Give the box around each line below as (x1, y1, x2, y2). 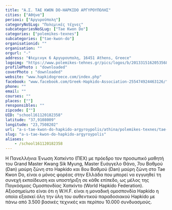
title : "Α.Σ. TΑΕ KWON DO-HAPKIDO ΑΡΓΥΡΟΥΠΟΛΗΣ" (5, 7, 111, 13)
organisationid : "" (5, 41, 47, 46)
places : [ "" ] (5, 98, 33, 103)
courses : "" (5, 93, 31, 99)
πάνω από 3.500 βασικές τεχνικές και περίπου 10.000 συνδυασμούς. (5, 199, 152, 205)
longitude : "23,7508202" (5, 122, 58, 127)
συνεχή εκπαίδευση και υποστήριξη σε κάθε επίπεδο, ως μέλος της (5, 177, 149, 183)
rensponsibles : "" (5, 103, 45, 108)
